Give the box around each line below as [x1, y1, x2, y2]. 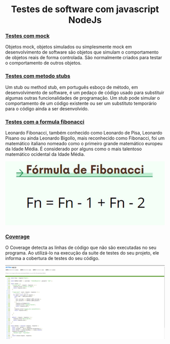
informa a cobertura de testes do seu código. [5, 255, 100, 261]
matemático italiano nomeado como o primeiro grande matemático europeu [5, 141, 163, 147]
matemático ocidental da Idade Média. [5, 151, 85, 157]
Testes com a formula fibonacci [5, 118, 84, 125]
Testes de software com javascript [11, 4, 159, 15]
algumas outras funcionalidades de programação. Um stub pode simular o [5, 95, 160, 101]
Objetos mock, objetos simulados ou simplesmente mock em [5, 44, 132, 50]
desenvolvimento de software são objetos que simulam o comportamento [5, 49, 159, 55]
